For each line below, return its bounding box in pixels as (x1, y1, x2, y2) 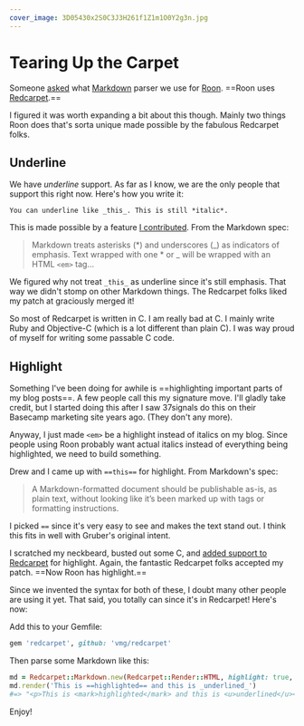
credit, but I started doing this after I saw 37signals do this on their (9, 402, 256, 413)
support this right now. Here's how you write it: (9, 189, 184, 199)
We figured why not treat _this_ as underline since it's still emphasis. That (9, 276, 287, 287)
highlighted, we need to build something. (9, 449, 162, 460)
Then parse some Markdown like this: (9, 655, 149, 666)
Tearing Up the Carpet (9, 52, 179, 73)
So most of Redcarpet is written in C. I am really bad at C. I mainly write (9, 314, 275, 324)
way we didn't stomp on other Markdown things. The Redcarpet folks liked (9, 286, 288, 297)
